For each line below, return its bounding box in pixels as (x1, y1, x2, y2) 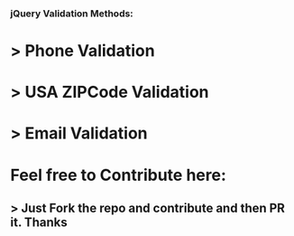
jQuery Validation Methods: (10, 7, 133, 20)
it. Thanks (10, 215, 69, 231)
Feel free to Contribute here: (10, 165, 226, 185)
